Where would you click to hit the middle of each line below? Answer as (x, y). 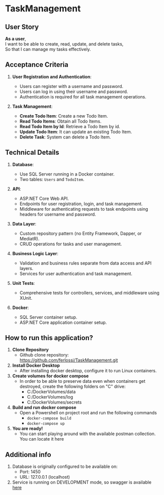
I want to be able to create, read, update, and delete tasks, (64, 44)
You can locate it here (42, 439)
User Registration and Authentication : (52, 77)
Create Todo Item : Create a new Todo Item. (64, 116)
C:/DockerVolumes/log (50, 397)
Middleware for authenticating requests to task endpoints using (84, 209)
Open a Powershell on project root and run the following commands (88, 413)
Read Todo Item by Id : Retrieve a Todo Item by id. (70, 126)
